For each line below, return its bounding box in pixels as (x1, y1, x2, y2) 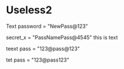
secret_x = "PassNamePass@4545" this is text (6, 34, 118, 41)
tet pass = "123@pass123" (6, 56, 70, 63)
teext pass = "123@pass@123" (6, 45, 80, 52)
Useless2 (6, 3, 52, 17)
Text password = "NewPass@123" (6, 23, 88, 30)
